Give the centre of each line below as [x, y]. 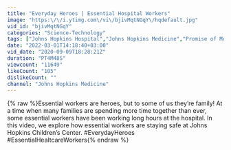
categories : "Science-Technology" [57, 33]
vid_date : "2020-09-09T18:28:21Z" [57, 52]
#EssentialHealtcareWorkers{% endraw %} [68, 140]
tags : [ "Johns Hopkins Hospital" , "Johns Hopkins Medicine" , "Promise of [112, 39]
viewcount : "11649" [35, 65]
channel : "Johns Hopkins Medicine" [58, 84]
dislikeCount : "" [32, 77]
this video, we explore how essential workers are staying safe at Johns [107, 125]
